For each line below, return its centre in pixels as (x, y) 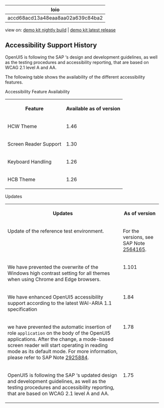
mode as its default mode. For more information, (63, 351)
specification (22, 309)
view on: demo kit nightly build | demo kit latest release (61, 30)
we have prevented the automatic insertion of (59, 327)
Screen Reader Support (34, 144)
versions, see (138, 237)
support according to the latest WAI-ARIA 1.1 (60, 303)
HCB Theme (21, 179)
